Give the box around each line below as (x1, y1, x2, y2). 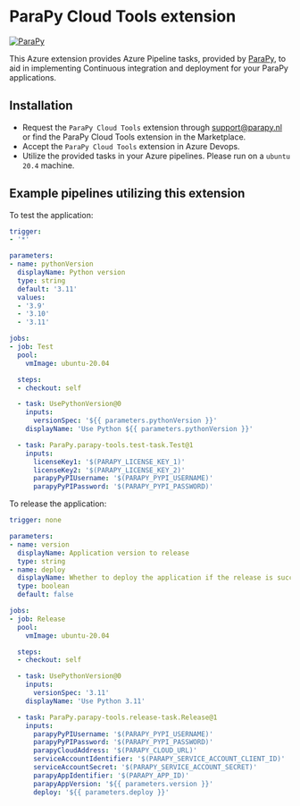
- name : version (9, 539, 70, 549)
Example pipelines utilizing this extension (9, 186, 246, 201)
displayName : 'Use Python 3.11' (25, 696, 146, 706)
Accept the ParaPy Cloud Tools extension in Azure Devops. (21, 140, 240, 151)
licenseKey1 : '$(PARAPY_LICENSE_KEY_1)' (32, 457, 186, 466)
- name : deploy (9, 565, 66, 574)
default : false (17, 590, 74, 599)
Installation (9, 98, 73, 114)
